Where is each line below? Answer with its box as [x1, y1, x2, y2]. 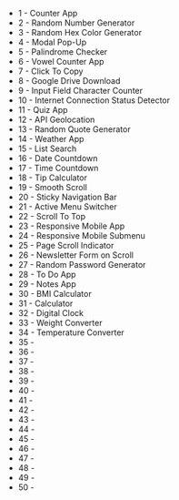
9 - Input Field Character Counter [17, 86, 144, 96]
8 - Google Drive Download [17, 76, 121, 86]
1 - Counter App [17, 8, 78, 18]
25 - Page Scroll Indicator [17, 240, 114, 250]
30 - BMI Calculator [17, 289, 93, 299]
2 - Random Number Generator [17, 17, 135, 28]
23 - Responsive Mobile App [17, 220, 125, 231]
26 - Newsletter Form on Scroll [17, 250, 134, 260]
